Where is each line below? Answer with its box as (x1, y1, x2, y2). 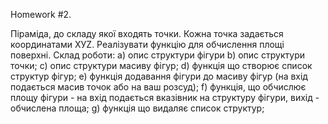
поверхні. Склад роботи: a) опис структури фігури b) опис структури (10, 49, 305, 61)
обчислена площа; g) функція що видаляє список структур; (10, 102, 265, 114)
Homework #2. (10, 9, 72, 20)
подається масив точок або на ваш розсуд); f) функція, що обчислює (10, 81, 307, 93)
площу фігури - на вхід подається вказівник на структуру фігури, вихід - (10, 92, 320, 103)
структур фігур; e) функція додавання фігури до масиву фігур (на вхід (10, 70, 308, 82)
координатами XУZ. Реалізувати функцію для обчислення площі (10, 39, 285, 50)
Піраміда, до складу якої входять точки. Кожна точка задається (10, 28, 284, 39)
